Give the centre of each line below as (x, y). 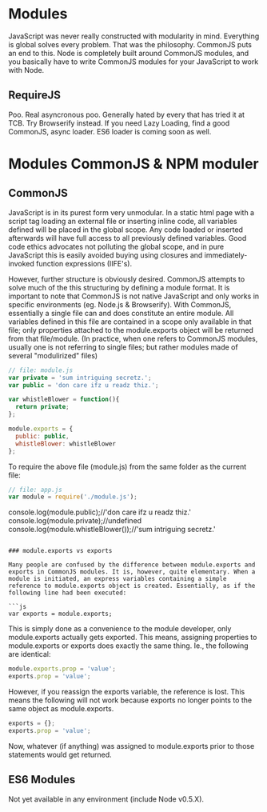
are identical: (30, 654)
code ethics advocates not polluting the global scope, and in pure (116, 246)
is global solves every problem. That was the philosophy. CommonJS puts (130, 44)
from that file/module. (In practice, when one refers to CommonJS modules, (133, 338)
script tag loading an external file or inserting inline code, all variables (123, 221)
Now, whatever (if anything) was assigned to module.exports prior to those (132, 746)
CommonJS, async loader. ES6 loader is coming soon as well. (110, 131)
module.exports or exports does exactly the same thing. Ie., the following (129, 646)
